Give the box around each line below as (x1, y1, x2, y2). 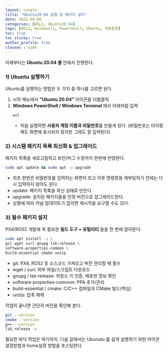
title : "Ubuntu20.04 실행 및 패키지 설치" (5, 12, 87, 17)
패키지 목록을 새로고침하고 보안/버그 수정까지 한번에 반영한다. (5, 155, 125, 161)
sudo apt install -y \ (5, 237, 53, 242)
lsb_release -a (5, 326, 37, 332)
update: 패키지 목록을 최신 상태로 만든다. (12, 187, 93, 193)
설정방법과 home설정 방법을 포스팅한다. (5, 342, 83, 348)
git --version (5, 312, 35, 318)
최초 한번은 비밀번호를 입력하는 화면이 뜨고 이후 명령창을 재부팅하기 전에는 (12, 174, 158, 181)
